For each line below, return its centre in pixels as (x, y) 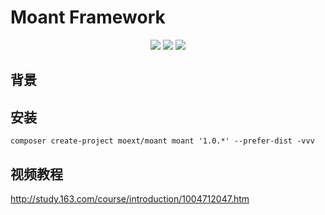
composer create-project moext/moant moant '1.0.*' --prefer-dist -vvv (162, 141)
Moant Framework (88, 17)
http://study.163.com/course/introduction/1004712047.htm (130, 198)
